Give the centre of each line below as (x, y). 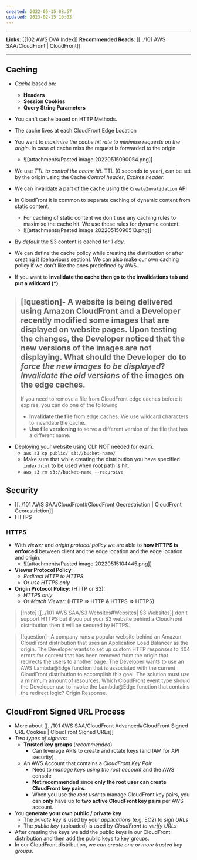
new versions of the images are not (86, 348)
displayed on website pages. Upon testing (99, 330)
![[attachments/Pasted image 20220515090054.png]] (88, 160)
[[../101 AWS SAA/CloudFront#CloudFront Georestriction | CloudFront (98, 504)
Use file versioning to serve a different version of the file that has (108, 429)
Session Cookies (44, 101)
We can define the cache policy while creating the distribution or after (99, 253)
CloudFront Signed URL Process (66, 711)
